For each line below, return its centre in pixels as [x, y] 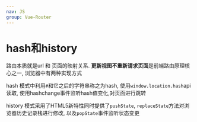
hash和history [42, 48]
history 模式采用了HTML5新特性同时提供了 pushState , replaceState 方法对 [95, 106]
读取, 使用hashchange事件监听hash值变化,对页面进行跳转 [76, 93]
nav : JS [16, 12]
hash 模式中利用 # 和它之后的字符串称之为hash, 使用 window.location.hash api [99, 86]
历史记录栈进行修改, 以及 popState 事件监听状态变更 [78, 113]
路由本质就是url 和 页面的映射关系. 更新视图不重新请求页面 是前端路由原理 [96, 66]
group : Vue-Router [29, 17]
